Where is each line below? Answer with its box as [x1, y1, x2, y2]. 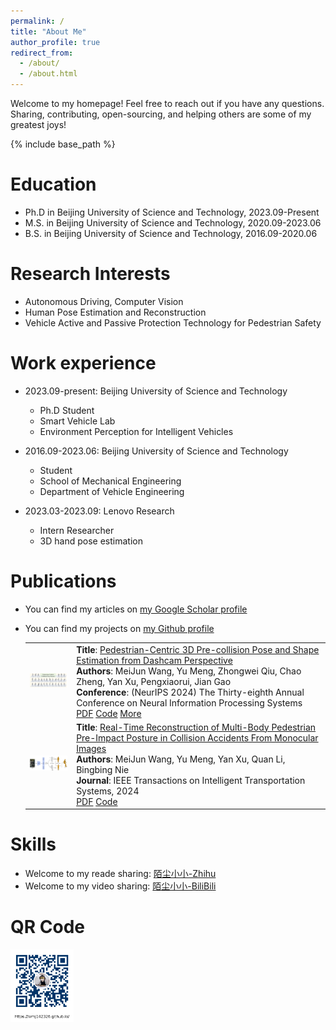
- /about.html [19, 69, 78, 79]
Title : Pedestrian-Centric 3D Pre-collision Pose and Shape [76, 643, 320, 655]
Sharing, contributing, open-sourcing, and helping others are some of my [10, 108, 312, 120]
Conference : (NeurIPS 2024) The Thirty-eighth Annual [76, 686, 305, 698]
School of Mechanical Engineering [39, 475, 182, 487]
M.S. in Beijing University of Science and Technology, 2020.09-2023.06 [24, 216, 322, 229]
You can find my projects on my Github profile [24, 622, 215, 634]
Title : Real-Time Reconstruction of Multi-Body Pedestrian [76, 721, 317, 733]
